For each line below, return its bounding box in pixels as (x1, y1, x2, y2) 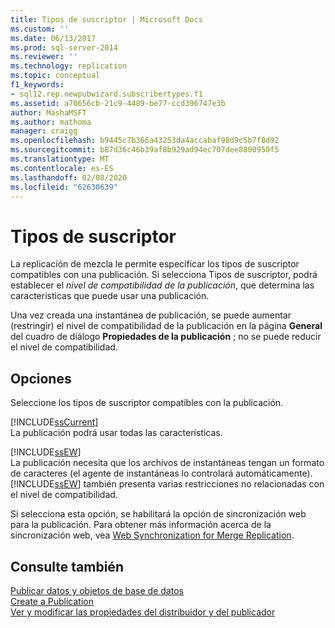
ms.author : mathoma (10, 117, 92, 127)
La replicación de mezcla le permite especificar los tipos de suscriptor (10, 258, 300, 270)
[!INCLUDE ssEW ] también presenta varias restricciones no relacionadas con (10, 478, 325, 490)
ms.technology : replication (10, 61, 128, 71)
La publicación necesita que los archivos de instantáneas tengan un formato (10, 457, 325, 469)
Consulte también (10, 558, 124, 575)
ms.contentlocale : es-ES (10, 163, 114, 173)
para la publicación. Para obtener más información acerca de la (10, 519, 272, 531)
